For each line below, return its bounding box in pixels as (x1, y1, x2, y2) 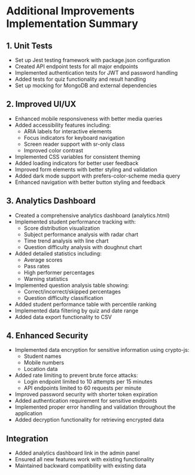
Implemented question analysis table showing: (14, 281, 130, 289)
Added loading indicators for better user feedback (14, 160, 139, 167)
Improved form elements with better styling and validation (14, 166, 157, 173)
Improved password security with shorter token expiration (14, 391, 158, 398)
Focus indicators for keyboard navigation (23, 134, 125, 141)
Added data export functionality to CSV (14, 313, 112, 320)
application (14, 410, 43, 417)
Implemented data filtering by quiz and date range (14, 307, 139, 314)
